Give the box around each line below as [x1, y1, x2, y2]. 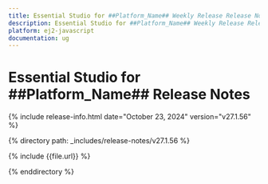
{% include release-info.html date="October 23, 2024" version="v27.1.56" [8, 112, 251, 122]
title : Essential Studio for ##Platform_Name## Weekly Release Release [8, 11, 251, 20]
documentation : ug [8, 34, 69, 42]
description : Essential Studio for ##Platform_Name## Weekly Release [8, 19, 245, 27]
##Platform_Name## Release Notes [8, 86, 250, 104]
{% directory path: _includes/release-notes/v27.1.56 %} [8, 136, 190, 146]
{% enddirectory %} [8, 167, 74, 177]
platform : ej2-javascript [8, 26, 94, 34]
